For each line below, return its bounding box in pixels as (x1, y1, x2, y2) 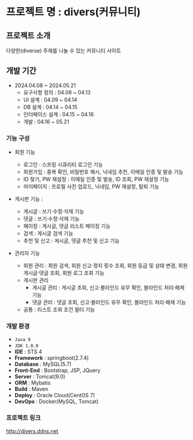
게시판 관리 (23, 277, 49, 284)
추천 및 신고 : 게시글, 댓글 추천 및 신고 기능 (23, 237, 120, 244)
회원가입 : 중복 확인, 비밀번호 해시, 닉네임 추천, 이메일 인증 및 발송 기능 (23, 168, 184, 176)
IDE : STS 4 (14, 348, 43, 355)
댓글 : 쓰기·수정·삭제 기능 (23, 215, 80, 223)
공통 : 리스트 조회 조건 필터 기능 (23, 306, 95, 313)
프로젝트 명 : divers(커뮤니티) (6, 5, 141, 19)
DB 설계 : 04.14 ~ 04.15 (23, 103, 78, 110)
